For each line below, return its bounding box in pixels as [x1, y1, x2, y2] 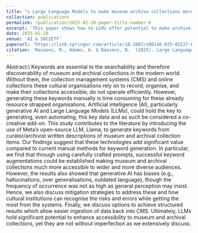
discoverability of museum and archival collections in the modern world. [6, 69, 181, 77]
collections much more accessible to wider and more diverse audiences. [6, 163, 182, 170]
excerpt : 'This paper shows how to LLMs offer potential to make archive [6, 25, 192, 31]
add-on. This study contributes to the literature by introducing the [27, 119, 187, 127]
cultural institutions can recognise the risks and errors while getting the [6, 195, 179, 202]
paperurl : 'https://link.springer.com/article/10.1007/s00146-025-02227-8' [6, 42, 196, 48]
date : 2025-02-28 [6, 31, 49, 37]
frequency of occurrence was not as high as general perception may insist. [6, 182, 189, 189]
